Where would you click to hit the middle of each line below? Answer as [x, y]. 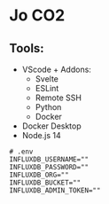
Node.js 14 [41, 135]
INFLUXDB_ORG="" [39, 175]
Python [48, 107]
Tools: [27, 48]
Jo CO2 [37, 16]
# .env [21, 152]
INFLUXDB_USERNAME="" [49, 160]
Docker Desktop [51, 126]
